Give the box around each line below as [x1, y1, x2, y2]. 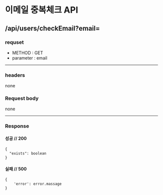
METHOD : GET [12, 50, 43, 56]
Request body [5, 95, 39, 102]
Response [5, 123, 29, 130]
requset [5, 39, 24, 45]
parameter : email [12, 55, 48, 61]
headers [5, 72, 25, 78]
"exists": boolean [9, 151, 47, 156]
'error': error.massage [14, 181, 62, 186]
